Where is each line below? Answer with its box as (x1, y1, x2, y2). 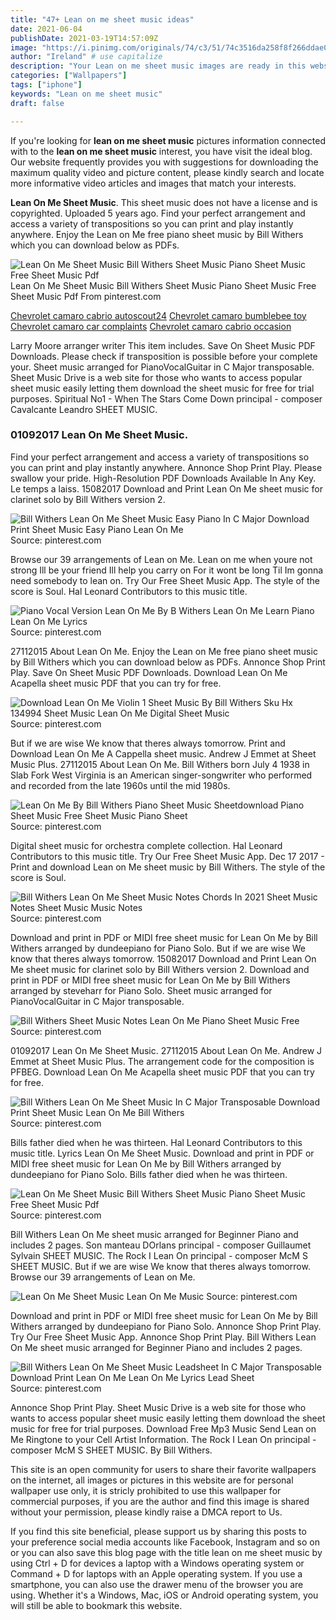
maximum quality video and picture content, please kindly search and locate (10, 166, 325, 178)
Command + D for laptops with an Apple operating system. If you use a (10, 1567, 303, 1580)
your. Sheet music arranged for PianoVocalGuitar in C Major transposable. (10, 361, 315, 373)
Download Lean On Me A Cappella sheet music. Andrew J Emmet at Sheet (10, 747, 317, 760)
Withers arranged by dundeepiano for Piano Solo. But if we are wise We (10, 942, 307, 954)
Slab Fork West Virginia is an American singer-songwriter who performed (10, 769, 313, 781)
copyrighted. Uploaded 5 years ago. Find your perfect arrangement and (10, 207, 306, 219)
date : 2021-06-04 (10, 24, 83, 34)
